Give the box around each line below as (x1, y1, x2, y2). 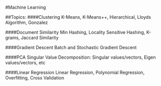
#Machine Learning (5, 5, 46, 10)
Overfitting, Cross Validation (5, 75, 65, 80)
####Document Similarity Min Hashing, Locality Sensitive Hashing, (5, 29, 146, 35)
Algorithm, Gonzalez (5, 20, 48, 25)
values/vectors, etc (5, 60, 46, 65)
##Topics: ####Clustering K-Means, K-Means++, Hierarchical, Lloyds (5, 14, 151, 20)
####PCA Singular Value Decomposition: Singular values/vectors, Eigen (5, 54, 156, 60)
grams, (5, 35, 20, 40)
